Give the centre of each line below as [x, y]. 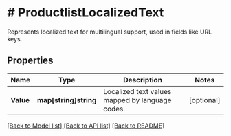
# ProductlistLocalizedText [86, 13]
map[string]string [67, 100]
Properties [30, 61]
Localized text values [137, 91]
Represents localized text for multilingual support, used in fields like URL [110, 32]
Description [143, 80]
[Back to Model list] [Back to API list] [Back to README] [86, 126]
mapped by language [137, 100]
